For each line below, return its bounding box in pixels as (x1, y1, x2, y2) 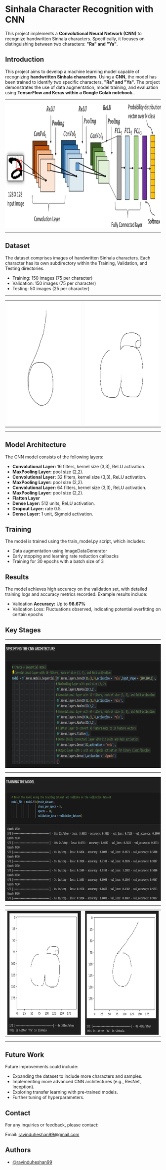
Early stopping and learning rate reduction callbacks (12, 553, 119, 559)
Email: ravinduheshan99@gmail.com (5, 1131, 80, 1137)
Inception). (12, 1084, 35, 1090)
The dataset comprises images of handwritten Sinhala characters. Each (5, 254, 151, 261)
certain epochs (12, 612, 43, 617)
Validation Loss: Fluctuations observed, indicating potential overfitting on (12, 606, 161, 612)
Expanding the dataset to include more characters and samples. (12, 1073, 143, 1079)
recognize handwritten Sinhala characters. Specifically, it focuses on (5, 36, 145, 42)
